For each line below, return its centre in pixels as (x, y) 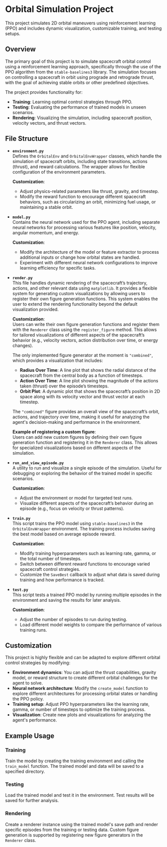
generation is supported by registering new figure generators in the (74, 835)
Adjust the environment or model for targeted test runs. (76, 498)
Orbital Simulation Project (59, 9)
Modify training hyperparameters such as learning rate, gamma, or (88, 553)
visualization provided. (35, 309)
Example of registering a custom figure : (54, 432)
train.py (21, 518)
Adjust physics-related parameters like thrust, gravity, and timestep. (89, 191)
